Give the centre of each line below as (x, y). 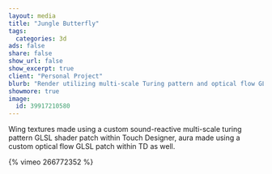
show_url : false (36, 62)
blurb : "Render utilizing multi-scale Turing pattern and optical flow (132, 83)
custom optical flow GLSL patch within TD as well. (92, 146)
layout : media (32, 16)
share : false (30, 53)
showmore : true (34, 91)
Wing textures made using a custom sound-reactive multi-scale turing (125, 129)
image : (19, 99)
